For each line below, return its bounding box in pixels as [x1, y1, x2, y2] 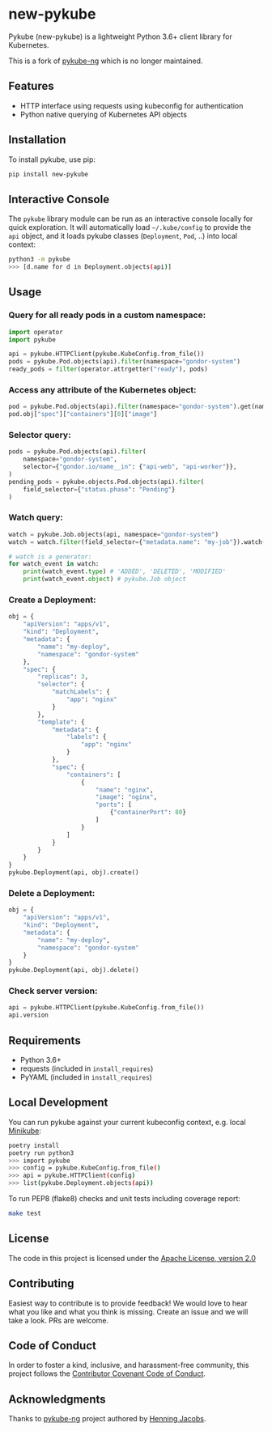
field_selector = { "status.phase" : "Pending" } [23, 485, 176, 494]
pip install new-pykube [8, 170, 89, 178]
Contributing [8, 1276, 74, 1291]
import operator [8, 328, 63, 336]
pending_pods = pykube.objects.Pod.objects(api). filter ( [8, 478, 205, 486]
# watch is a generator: [8, 552, 92, 561]
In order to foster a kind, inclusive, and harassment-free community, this [8, 1361, 249, 1370]
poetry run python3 [8, 1149, 74, 1157]
